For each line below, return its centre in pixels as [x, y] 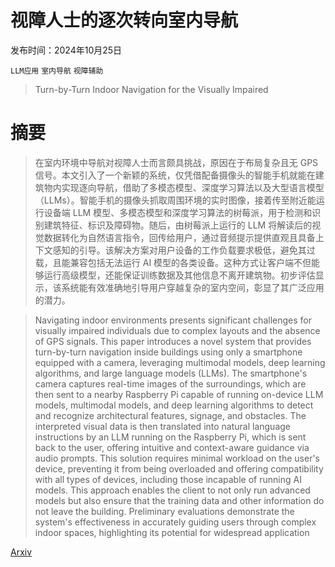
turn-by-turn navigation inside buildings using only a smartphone [168, 352]
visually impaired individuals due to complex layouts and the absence [177, 330]
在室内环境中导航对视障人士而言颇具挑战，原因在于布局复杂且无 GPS [176, 162]
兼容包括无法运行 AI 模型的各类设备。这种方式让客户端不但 [190, 262]
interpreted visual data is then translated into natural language [163, 426]
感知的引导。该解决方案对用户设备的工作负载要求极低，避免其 [179, 250]
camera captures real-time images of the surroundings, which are [170, 383]
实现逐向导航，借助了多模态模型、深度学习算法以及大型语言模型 [193, 187]
